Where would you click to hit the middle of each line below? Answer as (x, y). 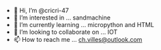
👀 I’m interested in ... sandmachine (62, 18)
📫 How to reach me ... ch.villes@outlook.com (78, 40)
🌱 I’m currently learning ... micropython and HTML (84, 25)
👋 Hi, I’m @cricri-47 (41, 10)
